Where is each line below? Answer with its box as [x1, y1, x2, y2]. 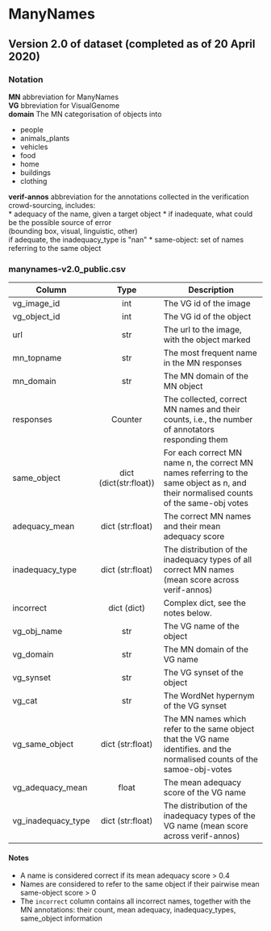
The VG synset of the [163, 667, 244, 678]
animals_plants [19, 133, 70, 143]
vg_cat [12, 695, 38, 707]
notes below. [163, 607, 212, 619]
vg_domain [12, 649, 54, 660]
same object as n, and [163, 478, 248, 489]
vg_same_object [12, 739, 74, 750]
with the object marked [163, 334, 252, 345]
